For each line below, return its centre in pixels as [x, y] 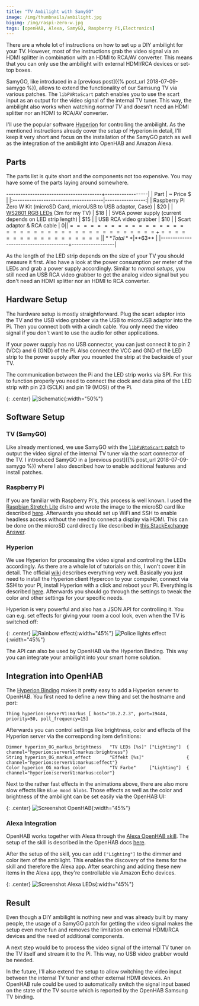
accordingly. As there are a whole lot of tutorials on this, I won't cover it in [96, 567]
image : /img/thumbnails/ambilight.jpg [54, 17]
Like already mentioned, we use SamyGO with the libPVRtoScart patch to [96, 447]
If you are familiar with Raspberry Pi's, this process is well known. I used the [99, 500]
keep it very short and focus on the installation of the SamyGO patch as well [99, 137]
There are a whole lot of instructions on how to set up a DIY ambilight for [95, 45]
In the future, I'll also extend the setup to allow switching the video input [94, 972]
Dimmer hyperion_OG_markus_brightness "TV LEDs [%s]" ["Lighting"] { [98, 747]
